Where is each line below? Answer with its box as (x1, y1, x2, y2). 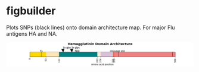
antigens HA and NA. (6, 30, 58, 37)
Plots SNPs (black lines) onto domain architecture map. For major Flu (6, 24, 175, 31)
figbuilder (6, 4, 56, 18)
